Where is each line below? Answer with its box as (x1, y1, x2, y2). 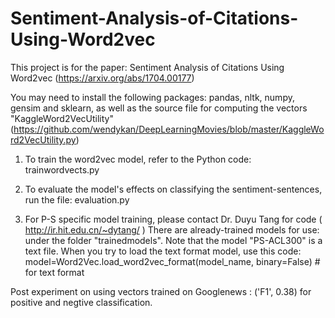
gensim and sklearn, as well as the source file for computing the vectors (10, 102, 308, 114)
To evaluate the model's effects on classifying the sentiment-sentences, (24, 183, 323, 195)
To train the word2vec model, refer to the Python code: (24, 153, 252, 165)
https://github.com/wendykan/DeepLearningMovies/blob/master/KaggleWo (13, 123, 325, 135)
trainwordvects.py (24, 163, 100, 176)
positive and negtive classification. (10, 296, 153, 308)
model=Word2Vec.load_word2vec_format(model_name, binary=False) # (24, 255, 321, 267)
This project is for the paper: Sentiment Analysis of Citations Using (10, 61, 285, 73)
